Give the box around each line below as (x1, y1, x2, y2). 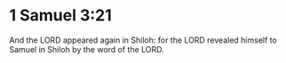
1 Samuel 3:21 (9, 5, 113, 26)
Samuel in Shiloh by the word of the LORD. (9, 43, 164, 54)
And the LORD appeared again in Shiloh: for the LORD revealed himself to (9, 35, 277, 45)
